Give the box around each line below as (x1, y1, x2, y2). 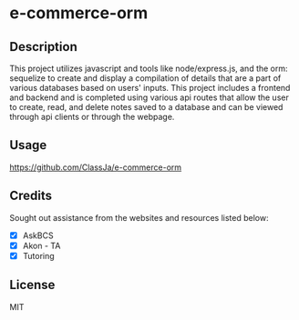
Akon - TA (22, 240, 61, 251)
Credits (9, 188, 53, 204)
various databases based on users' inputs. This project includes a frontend (9, 83, 291, 93)
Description (9, 39, 77, 55)
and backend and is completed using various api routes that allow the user (9, 92, 289, 103)
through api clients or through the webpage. (9, 112, 175, 122)
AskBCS (22, 230, 54, 241)
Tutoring (22, 250, 55, 261)
